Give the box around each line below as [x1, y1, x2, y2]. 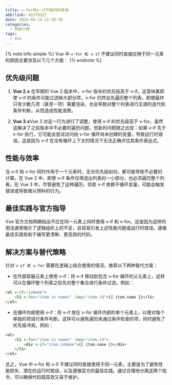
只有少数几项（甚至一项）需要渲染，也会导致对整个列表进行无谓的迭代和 [12, 101, 165, 107]
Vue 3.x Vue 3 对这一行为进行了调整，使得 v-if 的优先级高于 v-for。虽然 [12, 118, 164, 124]
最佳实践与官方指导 [5, 204, 66, 212]
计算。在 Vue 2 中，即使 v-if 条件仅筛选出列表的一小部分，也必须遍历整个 [5, 175, 160, 181]
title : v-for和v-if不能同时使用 [5, 7, 69, 13]
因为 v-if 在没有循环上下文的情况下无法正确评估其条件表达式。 [30, 137, 162, 143]
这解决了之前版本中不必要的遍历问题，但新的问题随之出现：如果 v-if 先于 [12, 124, 166, 131]
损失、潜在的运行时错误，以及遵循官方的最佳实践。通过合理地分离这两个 [9, 368, 162, 374]
